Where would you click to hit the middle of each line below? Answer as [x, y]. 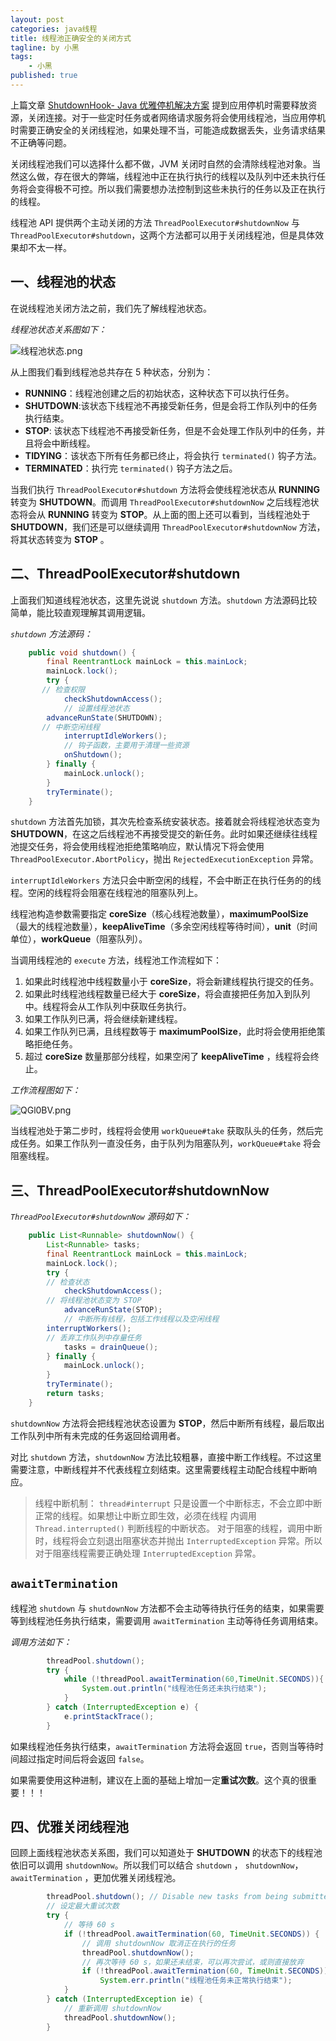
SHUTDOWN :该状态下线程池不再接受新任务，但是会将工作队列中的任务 [171, 405]
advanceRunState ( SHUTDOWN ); [104, 717]
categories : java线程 [54, 29]
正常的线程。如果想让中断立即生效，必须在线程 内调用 [145, 1515]
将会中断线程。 [64, 443]
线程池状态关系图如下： [58, 329]
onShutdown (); [93, 755]
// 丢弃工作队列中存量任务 [94, 1337]
